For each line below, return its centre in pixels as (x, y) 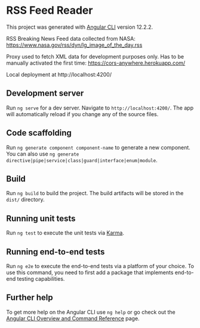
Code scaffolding (39, 133)
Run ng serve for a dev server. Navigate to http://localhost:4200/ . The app (100, 108)
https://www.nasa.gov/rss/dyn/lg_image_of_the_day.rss (74, 45)
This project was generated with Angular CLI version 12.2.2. (80, 27)
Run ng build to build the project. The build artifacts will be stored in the (95, 193)
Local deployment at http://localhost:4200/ (59, 74)
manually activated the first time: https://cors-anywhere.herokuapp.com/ (96, 63)
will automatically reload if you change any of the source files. (82, 114)
